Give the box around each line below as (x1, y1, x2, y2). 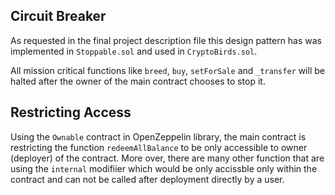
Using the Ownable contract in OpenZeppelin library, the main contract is (10, 130, 307, 143)
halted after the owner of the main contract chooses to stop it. (10, 75, 266, 87)
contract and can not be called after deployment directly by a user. (10, 173, 285, 185)
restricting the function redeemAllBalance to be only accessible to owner (10, 141, 308, 153)
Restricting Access (10, 104, 132, 121)
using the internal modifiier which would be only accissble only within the (10, 162, 318, 174)
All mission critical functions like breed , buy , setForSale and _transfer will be (10, 64, 325, 76)
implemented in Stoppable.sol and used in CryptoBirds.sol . (10, 45, 258, 57)
